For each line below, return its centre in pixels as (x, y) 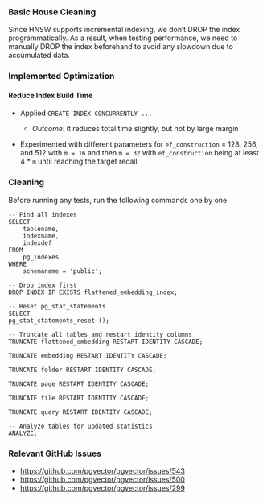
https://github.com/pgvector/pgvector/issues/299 (102, 488)
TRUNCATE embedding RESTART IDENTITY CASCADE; (88, 356)
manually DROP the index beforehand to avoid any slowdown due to (121, 47)
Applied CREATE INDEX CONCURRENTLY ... (86, 113)
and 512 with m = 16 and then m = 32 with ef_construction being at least (140, 153)
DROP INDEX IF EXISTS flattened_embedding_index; (93, 292)
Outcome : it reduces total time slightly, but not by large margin (135, 129)
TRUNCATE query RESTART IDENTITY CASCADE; (80, 412)
